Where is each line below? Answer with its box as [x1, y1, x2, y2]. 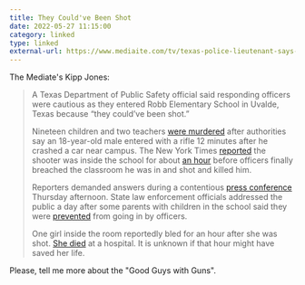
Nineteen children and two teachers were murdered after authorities [31, 126, 287, 137]
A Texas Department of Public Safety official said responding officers [31, 90, 290, 100]
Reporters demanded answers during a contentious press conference [31, 182, 292, 193]
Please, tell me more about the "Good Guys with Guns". [9, 265, 216, 276]
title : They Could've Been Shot [9, 13, 132, 23]
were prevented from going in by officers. [31, 211, 188, 222]
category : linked [9, 30, 75, 39]
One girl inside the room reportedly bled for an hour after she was [31, 228, 278, 240]
